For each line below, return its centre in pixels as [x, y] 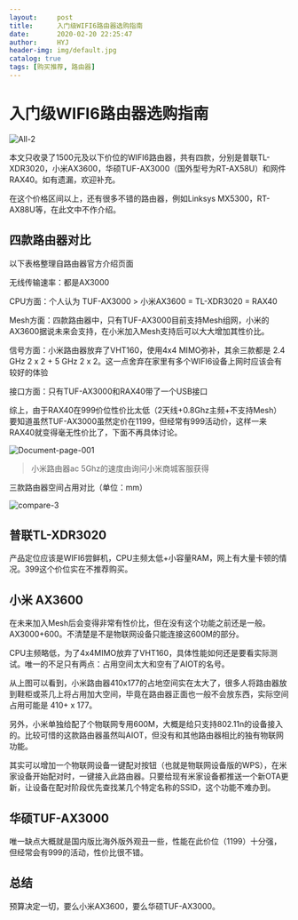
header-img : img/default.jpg [63, 51]
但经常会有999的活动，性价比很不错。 [79, 852]
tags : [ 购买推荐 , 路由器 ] [52, 68]
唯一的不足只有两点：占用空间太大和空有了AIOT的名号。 [127, 664]
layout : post [41, 17]
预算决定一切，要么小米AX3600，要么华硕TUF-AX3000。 [114, 906]
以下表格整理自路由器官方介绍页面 [71, 263]
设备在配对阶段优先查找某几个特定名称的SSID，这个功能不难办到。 [154, 788]
